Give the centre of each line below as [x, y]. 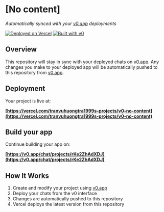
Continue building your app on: [38, 144]
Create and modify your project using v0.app [60, 188]
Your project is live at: [28, 101]
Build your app [29, 132]
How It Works [27, 176]
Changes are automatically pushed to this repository [68, 199]
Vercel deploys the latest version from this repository [68, 204]
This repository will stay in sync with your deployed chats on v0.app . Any [82, 62]
